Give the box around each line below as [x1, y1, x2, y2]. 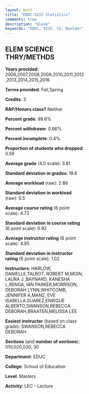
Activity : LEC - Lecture [5, 383, 53, 389]
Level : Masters [5, 373, 36, 379]
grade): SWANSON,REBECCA [5, 323, 66, 329]
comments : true [5, 17, 37, 22]
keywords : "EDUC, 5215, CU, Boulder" [5, 26, 84, 31]
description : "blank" [5, 21, 50, 27]
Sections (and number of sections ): [5, 339, 80, 345]
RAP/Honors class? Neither [5, 106, 63, 112]
